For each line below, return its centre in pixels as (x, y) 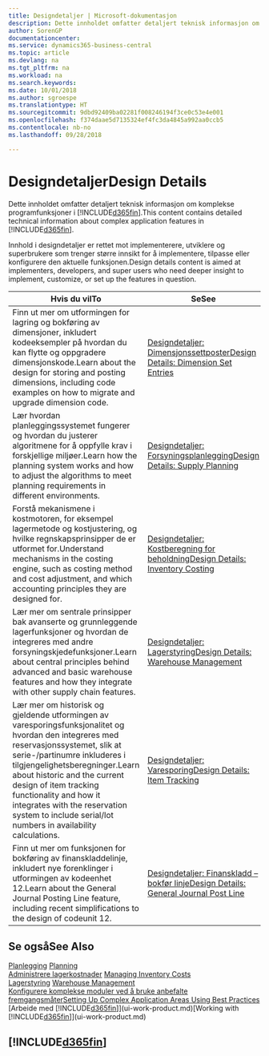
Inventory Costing (181, 568)
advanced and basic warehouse (72, 671)
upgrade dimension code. (60, 402)
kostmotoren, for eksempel (63, 518)
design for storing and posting (69, 372)
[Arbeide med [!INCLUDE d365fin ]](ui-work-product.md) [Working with (124, 1008)
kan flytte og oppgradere (59, 352)
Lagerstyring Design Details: (199, 651)
